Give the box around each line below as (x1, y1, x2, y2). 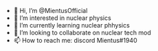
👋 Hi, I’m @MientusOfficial (13, 7, 88, 14)
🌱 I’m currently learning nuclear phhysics (13, 21, 131, 29)
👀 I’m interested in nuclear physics (13, 14, 111, 22)
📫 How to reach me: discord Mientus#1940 (13, 37, 137, 44)
